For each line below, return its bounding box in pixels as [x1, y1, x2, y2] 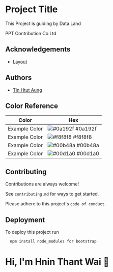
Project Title [5, 4, 58, 15]
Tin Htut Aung [12, 87, 42, 93]
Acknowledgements [5, 45, 71, 54]
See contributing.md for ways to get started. [5, 191, 99, 197]
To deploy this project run [5, 229, 60, 235]
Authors [5, 73, 32, 82]
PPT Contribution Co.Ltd [5, 30, 56, 36]
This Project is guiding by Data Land [5, 20, 81, 26]
